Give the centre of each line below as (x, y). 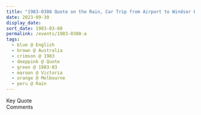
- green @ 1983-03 (35, 67)
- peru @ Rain (29, 84)
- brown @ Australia (37, 51)
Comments (20, 107)
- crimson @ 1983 (33, 56)
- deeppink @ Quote (36, 61)
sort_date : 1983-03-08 (34, 28)
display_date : (24, 23)
